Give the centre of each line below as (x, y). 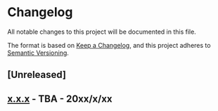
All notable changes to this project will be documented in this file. (102, 32)
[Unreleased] (37, 75)
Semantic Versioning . (38, 53)
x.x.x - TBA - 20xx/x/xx (60, 99)
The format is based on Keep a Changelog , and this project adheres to (109, 45)
